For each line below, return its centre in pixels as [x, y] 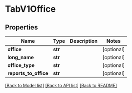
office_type [21, 65]
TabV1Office [31, 9]
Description [84, 41]
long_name [21, 57]
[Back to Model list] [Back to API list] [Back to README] [61, 85]
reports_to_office [28, 73]
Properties [22, 27]
